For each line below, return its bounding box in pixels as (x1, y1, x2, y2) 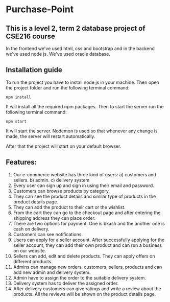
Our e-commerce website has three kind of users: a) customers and (13, 171, 156, 177)
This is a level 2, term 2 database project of (6, 24, 145, 33)
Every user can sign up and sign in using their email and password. (13, 182, 155, 189)
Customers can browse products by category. (13, 188, 110, 194)
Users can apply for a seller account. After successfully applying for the (13, 237, 165, 243)
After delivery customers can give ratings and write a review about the (13, 285, 161, 292)
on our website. (13, 247, 46, 253)
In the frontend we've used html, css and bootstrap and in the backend (6, 45, 155, 52)
